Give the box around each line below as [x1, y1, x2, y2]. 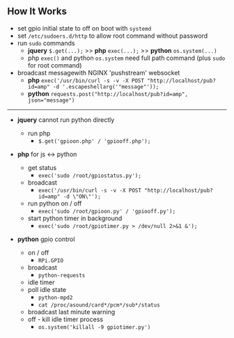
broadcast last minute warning [27, 307, 116, 316]
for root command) [27, 61, 82, 69]
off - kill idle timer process [27, 315, 103, 323]
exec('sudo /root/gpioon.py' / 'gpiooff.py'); [38, 208, 176, 215]
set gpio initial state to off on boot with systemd [17, 24, 152, 32]
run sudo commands [17, 38, 75, 47]
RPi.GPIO [38, 257, 64, 264]
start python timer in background [27, 214, 123, 222]
